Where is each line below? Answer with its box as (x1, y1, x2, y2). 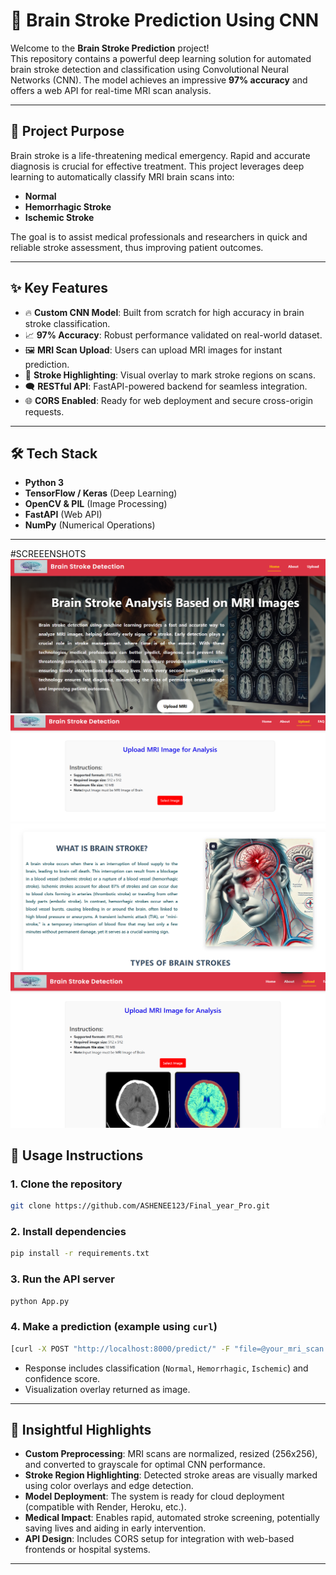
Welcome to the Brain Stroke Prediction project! (10, 42, 210, 54)
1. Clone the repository (10, 1177, 123, 1191)
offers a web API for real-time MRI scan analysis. (10, 84, 212, 96)
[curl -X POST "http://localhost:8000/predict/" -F (10, 1344, 230, 1354)
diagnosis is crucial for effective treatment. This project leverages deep (10, 160, 305, 172)
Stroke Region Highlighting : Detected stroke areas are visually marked (24, 1469, 318, 1481)
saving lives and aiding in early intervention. (24, 1522, 207, 1534)
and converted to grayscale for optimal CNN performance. (24, 1459, 266, 1471)
